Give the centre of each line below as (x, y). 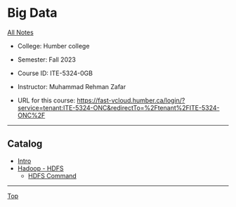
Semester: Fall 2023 (46, 59)
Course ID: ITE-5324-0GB (55, 73)
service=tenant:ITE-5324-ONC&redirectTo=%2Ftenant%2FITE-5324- (118, 107)
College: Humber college (53, 46)
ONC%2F (31, 115)
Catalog (25, 144)
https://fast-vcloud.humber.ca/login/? (131, 100)
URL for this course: (46, 100)
